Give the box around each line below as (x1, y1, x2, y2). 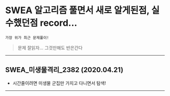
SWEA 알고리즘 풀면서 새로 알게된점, (5, 5, 150, 16)
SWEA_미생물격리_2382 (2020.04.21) (5, 66, 123, 74)
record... (39, 17, 77, 29)
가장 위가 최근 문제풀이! (5, 35, 50, 40)
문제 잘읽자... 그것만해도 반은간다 (17, 44, 83, 51)
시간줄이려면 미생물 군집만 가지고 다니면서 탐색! (12, 80, 106, 86)
